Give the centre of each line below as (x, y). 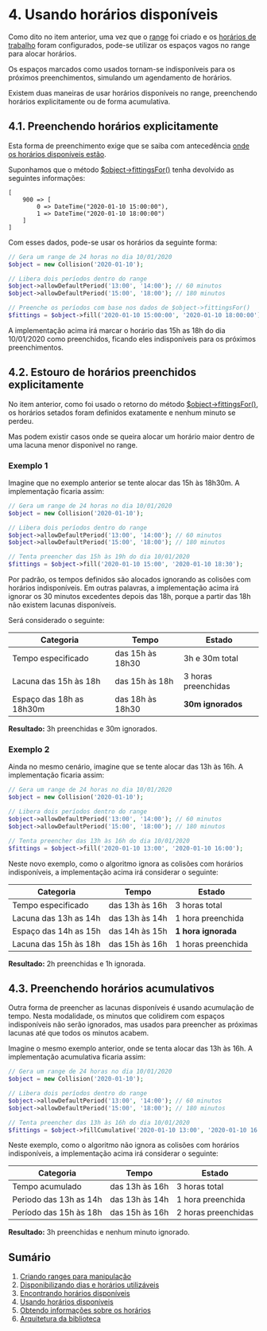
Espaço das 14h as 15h (56, 931)
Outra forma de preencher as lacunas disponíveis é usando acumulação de (131, 1008)
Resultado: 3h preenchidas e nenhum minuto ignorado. (99, 1232)
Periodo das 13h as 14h (57, 1200)
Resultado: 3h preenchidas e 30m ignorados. (83, 729)
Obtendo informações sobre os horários (85, 1310)
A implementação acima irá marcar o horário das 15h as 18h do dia (117, 330)
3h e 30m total (211, 659)
